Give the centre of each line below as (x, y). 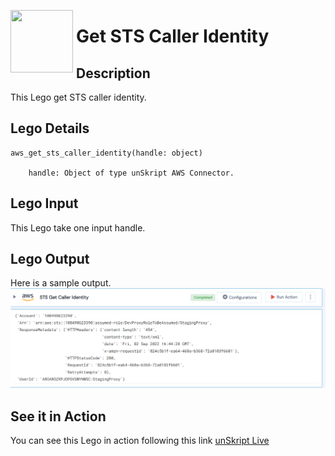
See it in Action (58, 416)
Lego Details (50, 128)
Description (113, 73)
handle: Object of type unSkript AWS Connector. (131, 173)
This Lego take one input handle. (78, 227)
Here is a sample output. (61, 283)
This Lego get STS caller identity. (78, 97)
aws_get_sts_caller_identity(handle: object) (106, 153)
